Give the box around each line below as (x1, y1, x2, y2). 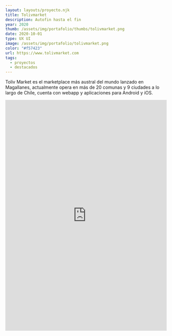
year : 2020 (5, 22, 29, 27)
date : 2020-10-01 (5, 31, 42, 36)
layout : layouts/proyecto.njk (5, 7, 70, 13)
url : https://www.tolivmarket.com (5, 50, 79, 55)
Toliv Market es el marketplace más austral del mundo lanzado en (5, 79, 144, 85)
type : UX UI (5, 36, 31, 42)
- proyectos (10, 60, 36, 65)
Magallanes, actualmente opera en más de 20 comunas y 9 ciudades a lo (5, 84, 160, 90)
